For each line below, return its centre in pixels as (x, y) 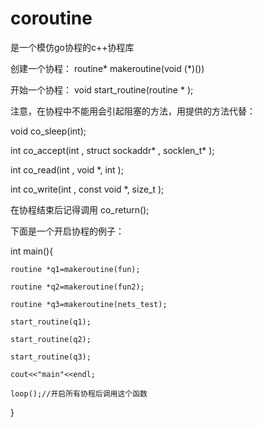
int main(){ (32, 251)
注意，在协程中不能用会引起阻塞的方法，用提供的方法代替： (133, 111)
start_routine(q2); (51, 339)
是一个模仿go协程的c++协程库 (72, 47)
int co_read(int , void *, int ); (67, 169)
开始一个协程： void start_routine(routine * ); (102, 89)
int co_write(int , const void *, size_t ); (87, 189)
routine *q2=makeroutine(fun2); (77, 287)
